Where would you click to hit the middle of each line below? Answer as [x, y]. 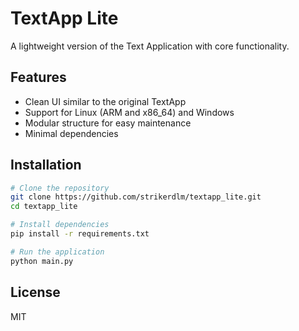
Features [38, 77]
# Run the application [57, 252]
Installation [46, 165]
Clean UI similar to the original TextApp [105, 101]
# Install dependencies [60, 225]
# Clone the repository [60, 188]
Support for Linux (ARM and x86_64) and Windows [129, 112]
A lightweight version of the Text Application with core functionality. [150, 46]
